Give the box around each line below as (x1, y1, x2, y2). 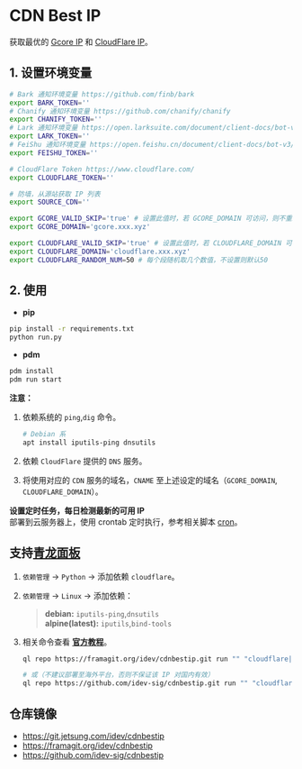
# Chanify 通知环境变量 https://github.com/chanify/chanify (9, 106, 231, 115)
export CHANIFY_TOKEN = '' (9, 114, 102, 124)
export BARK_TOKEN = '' (9, 98, 91, 107)
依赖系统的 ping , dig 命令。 (22, 411, 121, 422)
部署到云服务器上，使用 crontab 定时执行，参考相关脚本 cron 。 (9, 516, 243, 527)
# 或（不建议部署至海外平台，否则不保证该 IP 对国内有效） (22, 671, 215, 680)
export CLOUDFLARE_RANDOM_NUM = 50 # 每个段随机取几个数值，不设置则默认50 (9, 255, 268, 264)
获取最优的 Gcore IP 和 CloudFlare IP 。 (9, 36, 153, 47)
